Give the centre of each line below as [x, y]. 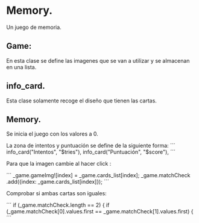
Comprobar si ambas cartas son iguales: [56, 193]
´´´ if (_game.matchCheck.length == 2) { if [58, 205]
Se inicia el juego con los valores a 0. [52, 134]
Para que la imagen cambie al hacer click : [59, 164]
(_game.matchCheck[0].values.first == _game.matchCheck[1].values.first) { [100, 212]
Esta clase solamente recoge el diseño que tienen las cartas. [81, 101]
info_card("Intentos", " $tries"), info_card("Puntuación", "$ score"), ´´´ [91, 152]
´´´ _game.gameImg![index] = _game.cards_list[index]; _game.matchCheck [98, 175]
